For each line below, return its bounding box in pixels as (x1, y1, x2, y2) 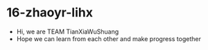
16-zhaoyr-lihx (6, 5, 93, 21)
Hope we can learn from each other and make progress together (16, 34, 202, 42)
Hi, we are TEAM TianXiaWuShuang (16, 27, 119, 36)
